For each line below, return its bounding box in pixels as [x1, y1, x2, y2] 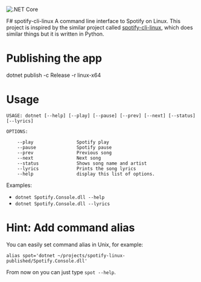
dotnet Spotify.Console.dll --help [14, 194, 105, 200]
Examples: [6, 182, 32, 189]
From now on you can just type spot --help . [6, 268, 116, 275]
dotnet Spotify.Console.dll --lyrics [14, 200, 110, 207]
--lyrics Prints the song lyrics [17, 165, 136, 172]
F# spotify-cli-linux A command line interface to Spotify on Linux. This [6, 18, 181, 24]
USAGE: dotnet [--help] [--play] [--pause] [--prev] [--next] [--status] [6, 113, 196, 119]
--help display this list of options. [17, 171, 155, 177]
